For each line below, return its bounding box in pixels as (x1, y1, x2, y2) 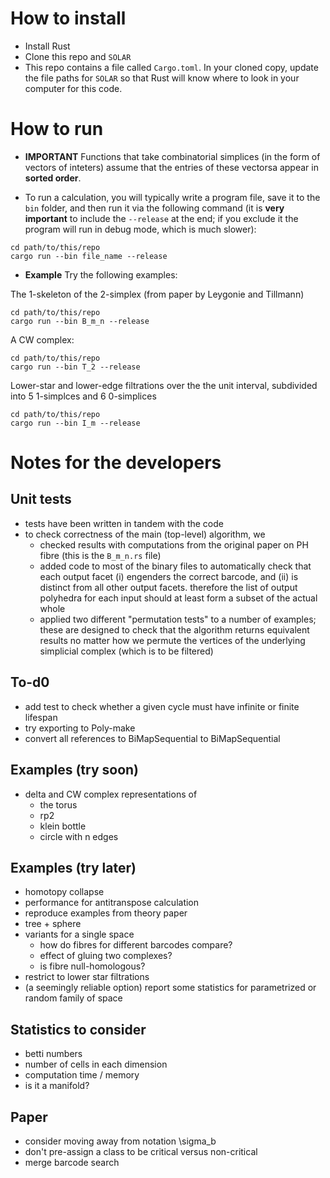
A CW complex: (10, 333, 75, 346)
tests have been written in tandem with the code (24, 517, 224, 529)
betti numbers (24, 1048, 83, 1060)
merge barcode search (24, 1156, 120, 1168)
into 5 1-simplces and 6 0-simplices (10, 390, 157, 402)
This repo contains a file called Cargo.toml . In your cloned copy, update (24, 61, 319, 73)
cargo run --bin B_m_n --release (10, 316, 150, 326)
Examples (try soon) (10, 762, 140, 779)
